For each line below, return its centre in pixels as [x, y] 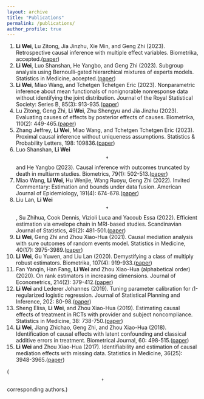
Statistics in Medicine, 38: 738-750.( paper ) [69, 321]
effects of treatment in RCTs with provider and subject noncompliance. [104, 314]
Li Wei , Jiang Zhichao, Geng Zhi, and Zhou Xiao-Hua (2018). [91, 328]
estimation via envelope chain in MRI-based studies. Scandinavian [98, 224]
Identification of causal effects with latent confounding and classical [101, 334]
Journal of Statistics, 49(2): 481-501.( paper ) [71, 231]
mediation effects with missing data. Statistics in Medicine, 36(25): [99, 353]
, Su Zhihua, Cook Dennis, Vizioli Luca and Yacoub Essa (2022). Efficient [107, 218]
